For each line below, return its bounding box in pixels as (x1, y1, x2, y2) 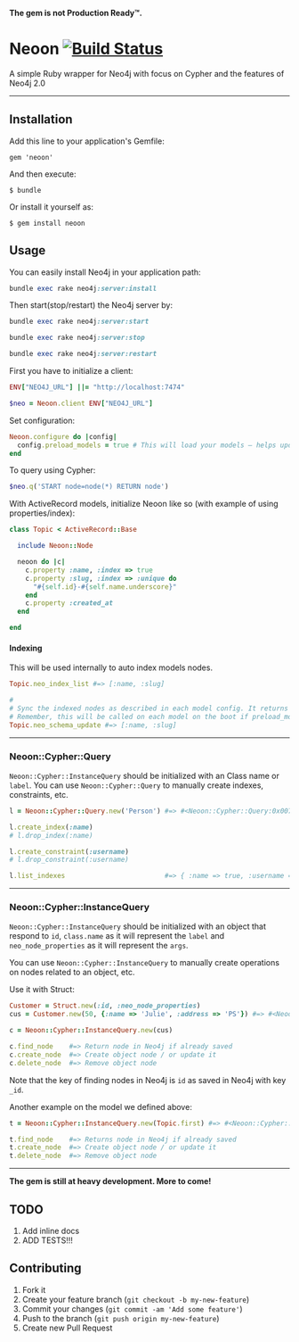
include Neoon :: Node (17, 542, 93, 551)
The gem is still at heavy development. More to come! (9, 1176, 212, 1187)
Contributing (9, 1261, 82, 1276)
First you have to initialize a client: (9, 366, 133, 377)
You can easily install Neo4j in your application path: (9, 267, 202, 278)
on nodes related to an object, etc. (9, 967, 135, 978)
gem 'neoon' (9, 153, 53, 162)
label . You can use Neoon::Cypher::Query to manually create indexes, (9, 780, 264, 791)
